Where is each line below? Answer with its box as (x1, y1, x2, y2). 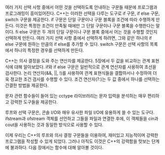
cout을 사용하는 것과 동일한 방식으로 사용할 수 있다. (5, 122, 103, 127)
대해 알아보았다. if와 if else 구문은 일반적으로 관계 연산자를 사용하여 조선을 (14, 64, 157, 70)
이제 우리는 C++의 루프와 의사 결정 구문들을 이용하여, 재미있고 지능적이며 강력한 (5, 132, 159, 138)
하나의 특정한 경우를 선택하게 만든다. (14, 47, 84, 53)
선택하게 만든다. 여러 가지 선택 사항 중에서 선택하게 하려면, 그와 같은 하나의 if (5, 35, 152, 41)
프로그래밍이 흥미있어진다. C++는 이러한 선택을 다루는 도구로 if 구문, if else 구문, (5, 10, 160, 16)
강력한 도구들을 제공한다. (10, 99, 58, 105)
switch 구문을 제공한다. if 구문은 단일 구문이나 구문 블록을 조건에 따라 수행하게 (5, 17, 155, 22)
